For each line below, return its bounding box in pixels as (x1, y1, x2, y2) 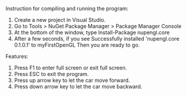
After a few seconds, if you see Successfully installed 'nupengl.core (14, 35, 180, 42)
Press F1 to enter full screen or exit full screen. (14, 64, 127, 71)
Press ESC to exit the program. (14, 71, 89, 77)
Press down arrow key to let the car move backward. (14, 83, 143, 90)
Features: (5, 53, 29, 59)
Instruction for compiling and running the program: (5, 5, 129, 12)
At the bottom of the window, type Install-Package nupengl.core (14, 29, 170, 36)
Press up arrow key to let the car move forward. (14, 77, 130, 84)
